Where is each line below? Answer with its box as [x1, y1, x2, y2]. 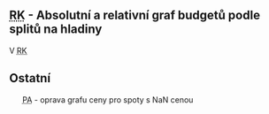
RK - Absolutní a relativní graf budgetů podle [9, 8, 261, 23]
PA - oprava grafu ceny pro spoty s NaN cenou [21, 94, 194, 105]
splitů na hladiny [9, 22, 103, 37]
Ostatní [9, 71, 51, 86]
